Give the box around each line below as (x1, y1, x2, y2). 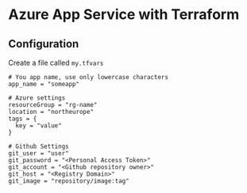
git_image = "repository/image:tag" (8, 177, 129, 185)
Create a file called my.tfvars (8, 58, 104, 67)
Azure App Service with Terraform (8, 6, 240, 24)
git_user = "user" (8, 149, 69, 157)
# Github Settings (8, 142, 69, 150)
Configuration (8, 37, 79, 51)
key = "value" (15, 122, 62, 130)
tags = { (8, 115, 37, 123)
